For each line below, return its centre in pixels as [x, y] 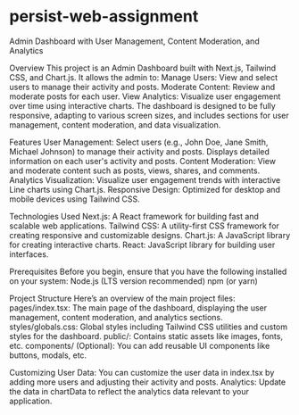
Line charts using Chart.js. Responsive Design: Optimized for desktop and [145, 189]
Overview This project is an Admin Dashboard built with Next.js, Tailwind [143, 68]
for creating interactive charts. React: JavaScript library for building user [142, 245]
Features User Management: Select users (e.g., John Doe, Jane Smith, [139, 142]
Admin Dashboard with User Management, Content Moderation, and [135, 41]
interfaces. [29, 254]
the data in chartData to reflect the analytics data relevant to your [129, 391]
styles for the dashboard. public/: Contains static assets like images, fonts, [146, 336]
